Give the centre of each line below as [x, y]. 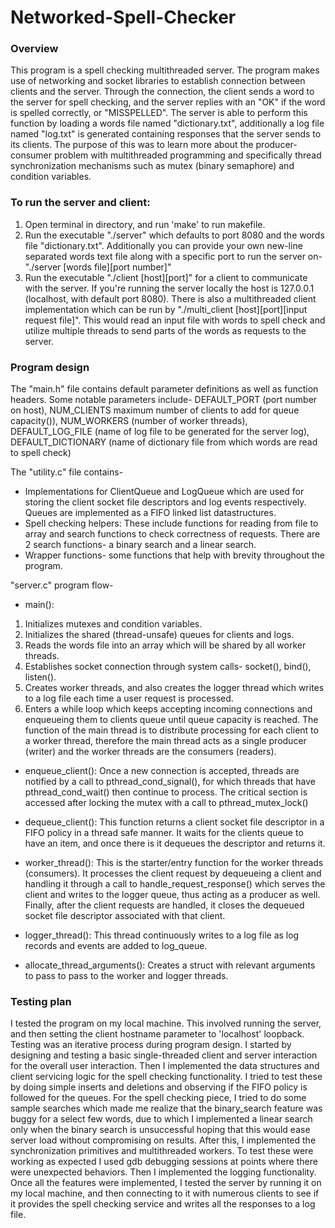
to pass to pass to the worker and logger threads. [126, 976]
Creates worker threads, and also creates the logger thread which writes [174, 688]
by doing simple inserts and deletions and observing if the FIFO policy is [159, 1087]
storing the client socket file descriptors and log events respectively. [165, 502]
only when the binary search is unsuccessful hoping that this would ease [160, 1130]
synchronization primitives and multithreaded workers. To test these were [162, 1151]
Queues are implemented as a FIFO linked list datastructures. [150, 513]
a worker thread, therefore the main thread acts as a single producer [165, 741]
